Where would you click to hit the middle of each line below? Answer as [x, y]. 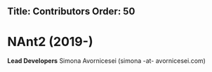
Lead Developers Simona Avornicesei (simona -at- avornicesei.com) [106, 61]
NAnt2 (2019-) [50, 42]
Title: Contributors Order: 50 [71, 12]
